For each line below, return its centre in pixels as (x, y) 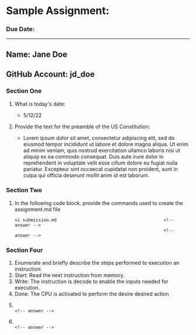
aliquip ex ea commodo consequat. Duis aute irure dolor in (93, 156)
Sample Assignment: (58, 11)
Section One (24, 91)
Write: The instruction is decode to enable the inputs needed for (91, 282)
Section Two (24, 190)
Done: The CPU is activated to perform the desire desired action (92, 294)
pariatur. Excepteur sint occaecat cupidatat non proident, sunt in (100, 169)
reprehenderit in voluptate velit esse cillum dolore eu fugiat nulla (100, 163)
